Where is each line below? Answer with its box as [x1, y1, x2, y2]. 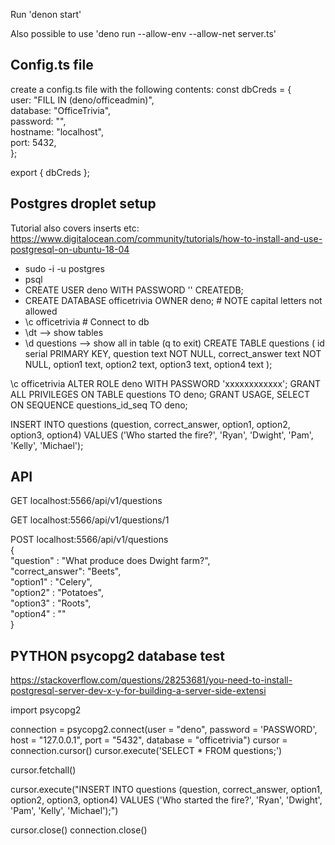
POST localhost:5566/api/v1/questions [10, 534, 169, 546]
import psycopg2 [10, 704, 82, 716]
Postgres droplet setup [10, 195, 157, 213]
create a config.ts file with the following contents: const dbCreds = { [10, 83, 292, 95]
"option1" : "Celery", [10, 576, 93, 588]
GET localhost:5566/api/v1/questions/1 [10, 514, 170, 526]
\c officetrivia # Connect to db [24, 315, 150, 328]
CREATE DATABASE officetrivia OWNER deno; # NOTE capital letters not [24, 294, 323, 306]
